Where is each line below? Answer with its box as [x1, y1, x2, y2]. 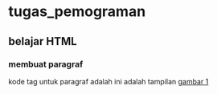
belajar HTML [8, 35, 78, 48]
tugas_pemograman [8, 2, 146, 21]
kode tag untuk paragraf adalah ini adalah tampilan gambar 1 [8, 76, 209, 86]
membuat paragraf [8, 59, 84, 70]
